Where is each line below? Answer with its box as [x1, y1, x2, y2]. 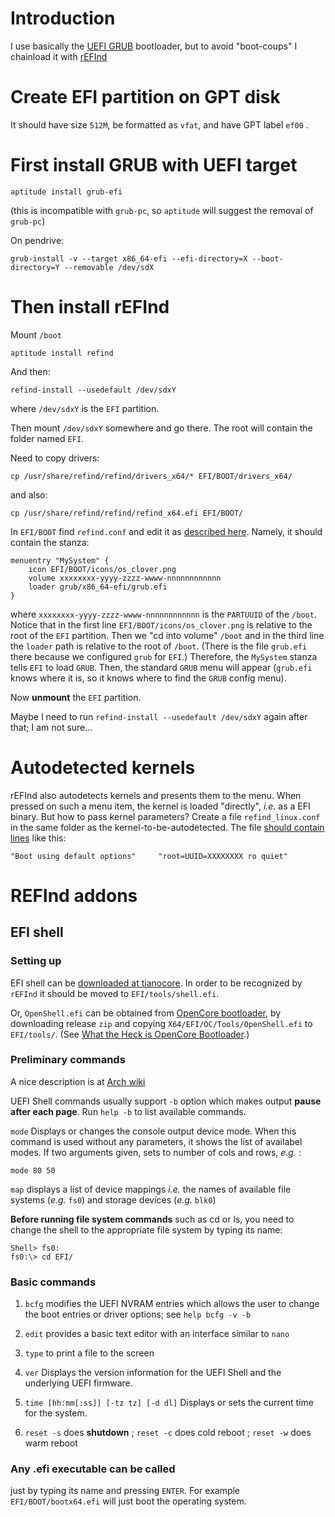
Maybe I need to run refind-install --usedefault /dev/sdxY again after [10, 710, 308, 722]
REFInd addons [10, 884, 138, 907]
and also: [10, 488, 48, 501]
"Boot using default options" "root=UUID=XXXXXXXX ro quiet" [10, 851, 288, 861]
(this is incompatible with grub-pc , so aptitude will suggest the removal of [10, 204, 314, 216]
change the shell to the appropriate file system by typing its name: [10, 1223, 283, 1236]
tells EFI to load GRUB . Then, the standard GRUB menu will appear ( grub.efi [10, 661, 313, 673]
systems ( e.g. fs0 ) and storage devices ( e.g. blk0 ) [10, 1193, 217, 1206]
